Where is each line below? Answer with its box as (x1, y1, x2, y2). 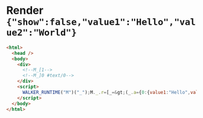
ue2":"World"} (6, 27, 77, 39)
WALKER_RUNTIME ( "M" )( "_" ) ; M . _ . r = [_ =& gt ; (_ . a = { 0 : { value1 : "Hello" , (22, 89, 191, 95)
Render (6, 4, 43, 17)
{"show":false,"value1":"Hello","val (6, 16, 196, 28)
